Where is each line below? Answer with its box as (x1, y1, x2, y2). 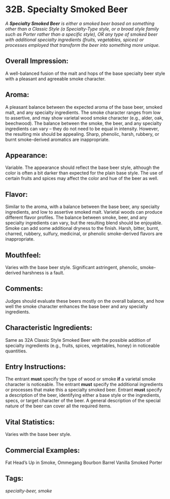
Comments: (5, 284, 43, 293)
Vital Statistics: (5, 418, 55, 426)
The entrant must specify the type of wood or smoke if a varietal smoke (5, 376, 156, 382)
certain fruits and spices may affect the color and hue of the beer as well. (5, 175, 159, 182)
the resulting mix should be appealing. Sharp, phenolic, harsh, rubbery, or (5, 131, 159, 137)
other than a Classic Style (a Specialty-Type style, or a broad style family (5, 25, 159, 32)
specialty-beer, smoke (5, 487, 52, 494)
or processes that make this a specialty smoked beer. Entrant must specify (5, 387, 162, 393)
